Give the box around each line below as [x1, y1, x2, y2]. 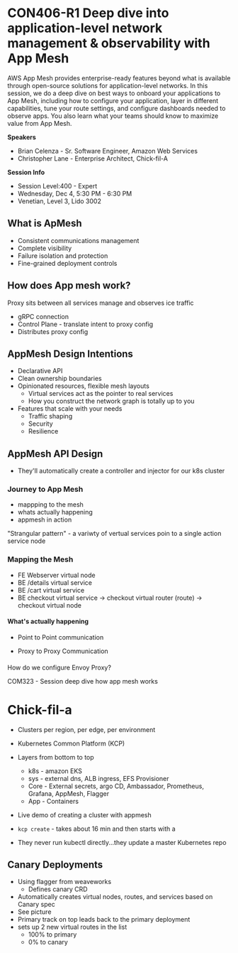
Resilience [28, 427, 59, 436]
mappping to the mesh [17, 500, 84, 509]
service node [7, 537, 46, 545]
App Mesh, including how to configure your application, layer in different [7, 96, 219, 104]
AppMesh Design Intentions [7, 348, 133, 360]
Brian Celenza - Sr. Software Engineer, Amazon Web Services [17, 146, 198, 155]
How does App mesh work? [7, 279, 131, 292]
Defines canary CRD [28, 885, 88, 893]
